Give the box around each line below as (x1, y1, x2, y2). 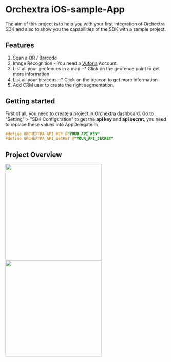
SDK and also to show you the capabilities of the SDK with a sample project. (5, 26, 166, 32)
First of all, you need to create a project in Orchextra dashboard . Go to (5, 110, 154, 117)
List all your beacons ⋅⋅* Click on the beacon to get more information (12, 76, 158, 83)
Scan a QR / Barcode (12, 54, 58, 61)
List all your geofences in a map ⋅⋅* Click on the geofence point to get (12, 65, 160, 71)
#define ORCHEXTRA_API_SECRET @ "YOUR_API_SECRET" (5, 136, 114, 141)
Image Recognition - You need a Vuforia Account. (12, 60, 118, 66)
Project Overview (5, 150, 62, 159)
